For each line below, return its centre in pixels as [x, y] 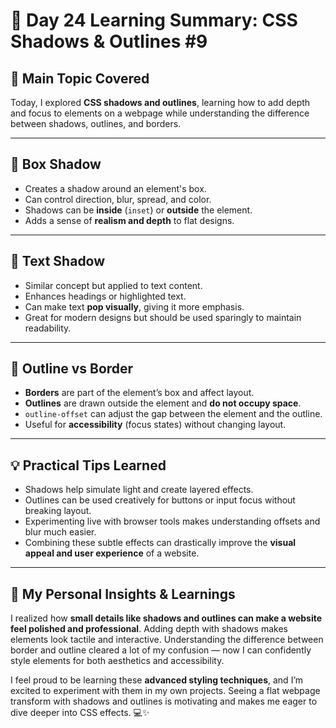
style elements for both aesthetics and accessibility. [117, 661]
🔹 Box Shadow [56, 164]
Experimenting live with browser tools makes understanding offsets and [172, 521]
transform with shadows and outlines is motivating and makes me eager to [164, 701]
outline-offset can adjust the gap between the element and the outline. [173, 414]
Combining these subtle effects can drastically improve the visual [160, 543]
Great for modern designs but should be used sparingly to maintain [163, 317]
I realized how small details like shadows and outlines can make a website [166, 618]
